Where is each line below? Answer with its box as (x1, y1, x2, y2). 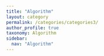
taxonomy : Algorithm (6, 30, 57, 36)
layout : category (6, 14, 49, 20)
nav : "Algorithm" (11, 41, 54, 47)
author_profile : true (6, 24, 59, 31)
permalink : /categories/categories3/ (6, 19, 99, 25)
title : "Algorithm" (6, 8, 54, 15)
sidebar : (6, 36, 28, 41)
